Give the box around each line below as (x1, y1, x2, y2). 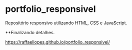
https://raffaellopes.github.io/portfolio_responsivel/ (5, 39, 110, 45)
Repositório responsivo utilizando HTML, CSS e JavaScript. (5, 20, 127, 26)
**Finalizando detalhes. (5, 29, 55, 35)
